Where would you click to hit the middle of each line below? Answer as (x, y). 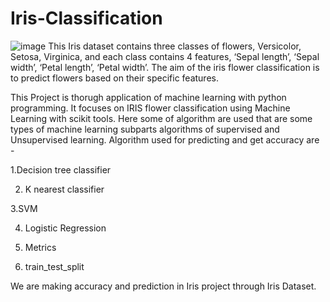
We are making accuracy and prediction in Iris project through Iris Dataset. (163, 286)
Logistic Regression (65, 228)
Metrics (40, 247)
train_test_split (54, 266)
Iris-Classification (86, 18)
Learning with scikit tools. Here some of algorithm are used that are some (161, 118)
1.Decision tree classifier (61, 169)
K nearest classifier (64, 189)
